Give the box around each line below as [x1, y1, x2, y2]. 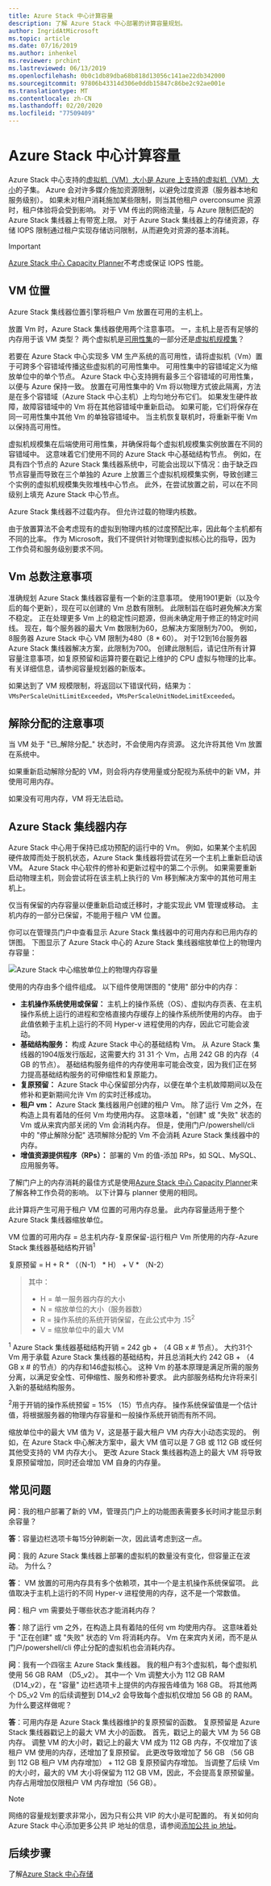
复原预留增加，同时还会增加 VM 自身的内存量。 [8, 1457, 165, 1467]
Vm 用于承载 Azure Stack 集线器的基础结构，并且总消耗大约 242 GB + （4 [8, 1353, 255, 1362]
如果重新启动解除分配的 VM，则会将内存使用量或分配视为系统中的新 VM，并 [8, 767, 261, 776]
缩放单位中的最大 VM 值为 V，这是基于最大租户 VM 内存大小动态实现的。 [8, 1427, 251, 1436]
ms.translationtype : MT [8, 86, 89, 95]
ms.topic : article [8, 34, 70, 43]
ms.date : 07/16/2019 [8, 42, 78, 50]
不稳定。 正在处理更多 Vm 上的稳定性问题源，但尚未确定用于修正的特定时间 [8, 613, 259, 622]
